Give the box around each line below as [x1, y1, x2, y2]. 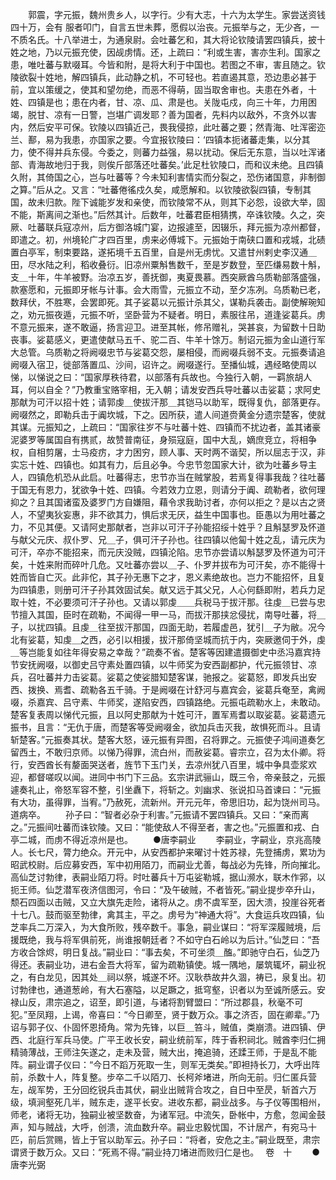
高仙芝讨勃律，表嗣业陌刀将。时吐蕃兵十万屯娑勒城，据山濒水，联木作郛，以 [10, 871, 326, 883]
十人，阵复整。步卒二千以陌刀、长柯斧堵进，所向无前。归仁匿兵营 [44, 1071, 317, 1083]
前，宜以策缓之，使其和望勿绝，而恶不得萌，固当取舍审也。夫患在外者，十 [10, 84, 317, 95]
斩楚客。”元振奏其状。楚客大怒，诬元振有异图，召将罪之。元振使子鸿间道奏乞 [10, 734, 326, 745]
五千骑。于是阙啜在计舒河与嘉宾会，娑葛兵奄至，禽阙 [106, 684, 326, 695]
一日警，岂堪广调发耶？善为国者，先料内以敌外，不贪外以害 [71, 109, 317, 120]
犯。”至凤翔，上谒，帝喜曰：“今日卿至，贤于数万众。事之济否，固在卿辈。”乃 [10, 1009, 320, 1020]
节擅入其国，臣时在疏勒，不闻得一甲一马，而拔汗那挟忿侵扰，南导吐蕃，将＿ [10, 609, 326, 620]
